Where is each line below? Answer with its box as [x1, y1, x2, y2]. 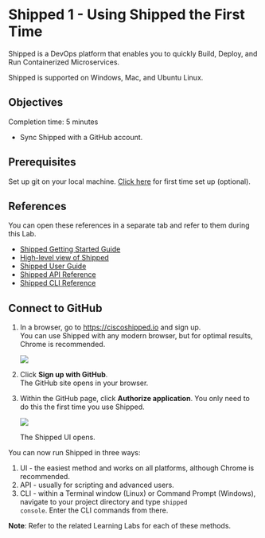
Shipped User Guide [19, 261, 87, 271]
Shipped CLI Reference [19, 279, 96, 288]
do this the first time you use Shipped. [19, 402, 145, 411]
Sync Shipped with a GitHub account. [19, 132, 143, 142]
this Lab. [8, 229, 37, 239]
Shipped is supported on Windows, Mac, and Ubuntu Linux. [8, 72, 204, 82]
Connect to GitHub [8, 301, 103, 315]
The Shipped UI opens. [19, 432, 95, 442]
